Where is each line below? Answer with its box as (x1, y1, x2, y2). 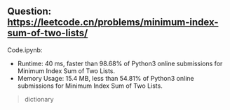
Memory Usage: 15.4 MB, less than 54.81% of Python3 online (17, 74, 194, 82)
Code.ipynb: (7, 45, 43, 54)
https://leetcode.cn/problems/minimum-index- (7, 17, 219, 29)
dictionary (24, 95, 54, 103)
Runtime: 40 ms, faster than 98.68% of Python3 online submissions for (17, 59, 223, 68)
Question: (7, 6, 52, 17)
